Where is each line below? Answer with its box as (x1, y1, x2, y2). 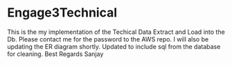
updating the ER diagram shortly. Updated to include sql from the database (7, 42, 221, 50)
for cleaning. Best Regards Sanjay (7, 50, 104, 58)
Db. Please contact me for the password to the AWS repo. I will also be (7, 35, 209, 43)
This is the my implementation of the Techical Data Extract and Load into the (7, 28, 225, 36)
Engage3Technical (7, 5, 118, 21)
